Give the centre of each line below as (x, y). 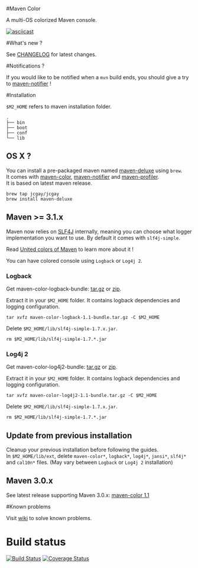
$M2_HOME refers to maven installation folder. (59, 106)
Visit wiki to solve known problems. (49, 518)
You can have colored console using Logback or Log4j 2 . (74, 260)
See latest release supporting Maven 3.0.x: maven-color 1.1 (78, 495)
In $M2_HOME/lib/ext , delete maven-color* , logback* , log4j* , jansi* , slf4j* (96, 456)
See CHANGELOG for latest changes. (51, 54)
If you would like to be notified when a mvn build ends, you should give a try (98, 77)
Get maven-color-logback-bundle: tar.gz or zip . (64, 289)
